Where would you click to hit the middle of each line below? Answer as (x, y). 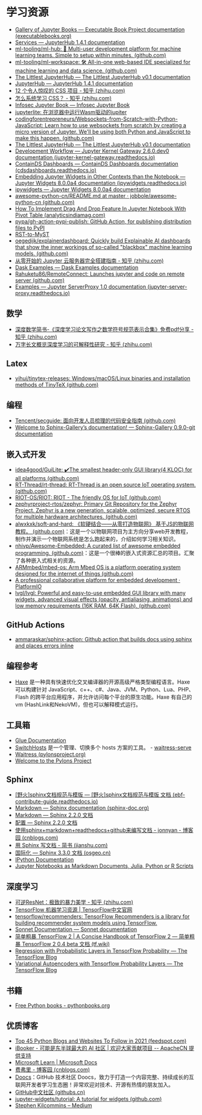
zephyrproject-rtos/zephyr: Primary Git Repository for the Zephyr (96, 504)
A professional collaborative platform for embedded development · (98, 580)
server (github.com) (40, 280)
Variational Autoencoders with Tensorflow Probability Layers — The (99, 964)
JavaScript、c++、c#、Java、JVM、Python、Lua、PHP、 (121, 689)
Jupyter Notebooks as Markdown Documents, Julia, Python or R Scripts (104, 866)
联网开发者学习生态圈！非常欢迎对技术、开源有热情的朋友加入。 (94, 1084)
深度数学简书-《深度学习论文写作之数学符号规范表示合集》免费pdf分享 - (104, 329)
